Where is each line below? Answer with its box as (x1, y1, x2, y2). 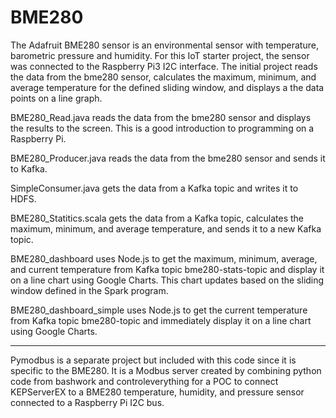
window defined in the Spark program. (10, 284, 169, 296)
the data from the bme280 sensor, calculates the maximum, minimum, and (10, 71, 317, 83)
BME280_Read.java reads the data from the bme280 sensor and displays (10, 111, 312, 123)
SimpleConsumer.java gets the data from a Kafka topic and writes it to (10, 182, 299, 194)
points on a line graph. (10, 92, 103, 104)
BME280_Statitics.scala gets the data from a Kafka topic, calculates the (10, 212, 304, 224)
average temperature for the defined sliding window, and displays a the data (10, 81, 325, 93)
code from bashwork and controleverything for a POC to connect (10, 375, 279, 387)
